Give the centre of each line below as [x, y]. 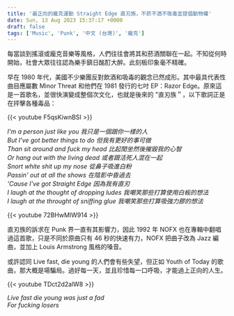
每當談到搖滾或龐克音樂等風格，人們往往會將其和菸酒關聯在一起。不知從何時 [117, 54]
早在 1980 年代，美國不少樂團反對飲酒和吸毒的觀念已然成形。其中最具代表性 [117, 77]
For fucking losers [33, 305]
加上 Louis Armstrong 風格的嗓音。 [75, 247]
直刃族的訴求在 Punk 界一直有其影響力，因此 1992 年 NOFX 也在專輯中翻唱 [114, 230]
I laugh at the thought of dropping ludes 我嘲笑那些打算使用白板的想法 [108, 193]
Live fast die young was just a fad [56, 298]
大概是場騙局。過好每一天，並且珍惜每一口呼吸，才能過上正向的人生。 [126, 270]
